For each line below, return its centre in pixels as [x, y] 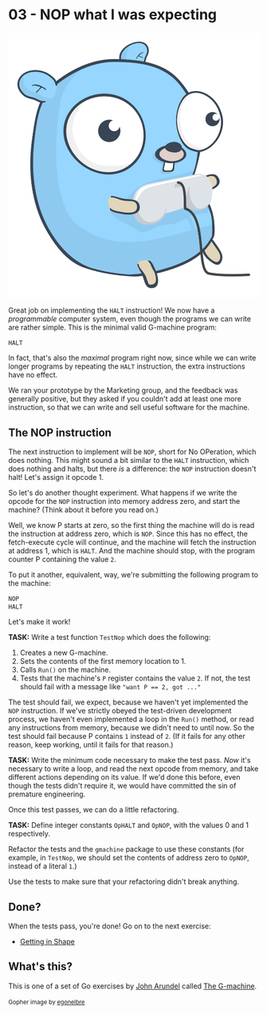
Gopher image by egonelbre [47, 1002]
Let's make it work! [39, 622]
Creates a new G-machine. [64, 653]
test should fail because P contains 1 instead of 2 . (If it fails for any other [127, 737]
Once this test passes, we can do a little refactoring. [94, 810]
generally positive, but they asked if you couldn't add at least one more [125, 399]
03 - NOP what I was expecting [113, 15]
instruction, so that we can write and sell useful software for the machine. [129, 407]
